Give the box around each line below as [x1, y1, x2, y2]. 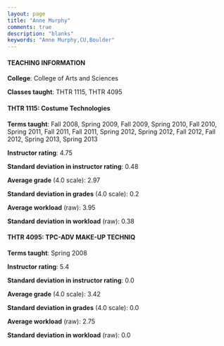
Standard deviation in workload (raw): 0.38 [7, 217, 135, 225]
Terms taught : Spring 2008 [7, 249, 88, 257]
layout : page [7, 10, 46, 18]
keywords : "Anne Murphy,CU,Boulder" [7, 37, 115, 44]
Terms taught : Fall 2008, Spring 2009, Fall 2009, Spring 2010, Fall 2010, [7, 119, 217, 128]
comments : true [7, 23, 52, 30]
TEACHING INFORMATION [7, 58, 86, 67]
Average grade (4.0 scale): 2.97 [7, 176, 101, 184]
